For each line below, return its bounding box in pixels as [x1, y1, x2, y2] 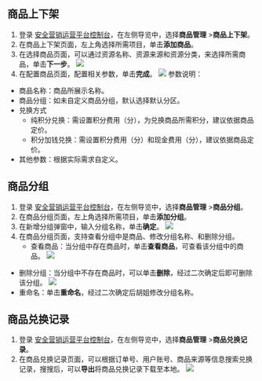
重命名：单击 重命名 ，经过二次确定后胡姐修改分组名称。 [18, 288, 198, 297]
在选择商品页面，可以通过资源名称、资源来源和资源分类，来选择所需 [18, 49, 239, 59]
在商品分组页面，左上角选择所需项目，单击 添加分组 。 [18, 211, 191, 222]
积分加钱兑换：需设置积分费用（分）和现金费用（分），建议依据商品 [30, 134, 248, 144]
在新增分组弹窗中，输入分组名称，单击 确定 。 [18, 222, 164, 231]
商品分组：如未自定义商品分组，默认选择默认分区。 [18, 95, 184, 104]
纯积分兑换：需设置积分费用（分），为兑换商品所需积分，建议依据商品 [30, 115, 254, 124]
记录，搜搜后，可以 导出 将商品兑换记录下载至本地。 [18, 365, 184, 374]
